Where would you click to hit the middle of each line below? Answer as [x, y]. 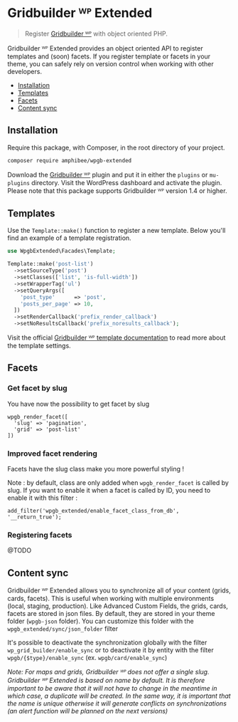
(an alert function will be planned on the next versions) [88, 711]
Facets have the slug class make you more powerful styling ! [96, 469]
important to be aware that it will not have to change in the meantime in [112, 689]
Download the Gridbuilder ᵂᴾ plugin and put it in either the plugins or [108, 174]
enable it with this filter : [43, 498]
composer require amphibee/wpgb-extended [70, 160]
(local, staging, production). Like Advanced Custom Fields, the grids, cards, [118, 606]
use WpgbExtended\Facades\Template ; [61, 251]
